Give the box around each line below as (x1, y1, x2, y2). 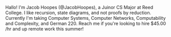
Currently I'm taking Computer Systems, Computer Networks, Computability (5, 15, 166, 21)
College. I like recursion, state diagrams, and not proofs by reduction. (5, 10, 152, 16)
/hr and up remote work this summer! (5, 26, 84, 32)
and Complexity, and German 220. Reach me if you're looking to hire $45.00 (5, 20, 166, 26)
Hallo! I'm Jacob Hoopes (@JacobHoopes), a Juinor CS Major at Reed (5, 5, 154, 10)
